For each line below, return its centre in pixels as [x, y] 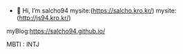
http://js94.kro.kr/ [44, 18]
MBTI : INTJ [23, 44]
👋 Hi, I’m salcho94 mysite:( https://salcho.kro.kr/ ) [85, 11]
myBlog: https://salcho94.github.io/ [56, 31]
